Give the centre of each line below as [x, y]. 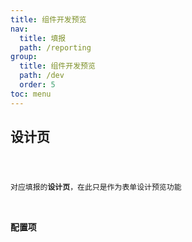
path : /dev [42, 76]
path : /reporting [55, 47]
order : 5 [37, 85]
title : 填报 [43, 38]
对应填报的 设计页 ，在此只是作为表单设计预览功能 [96, 187]
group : [24, 57]
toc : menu [31, 94]
